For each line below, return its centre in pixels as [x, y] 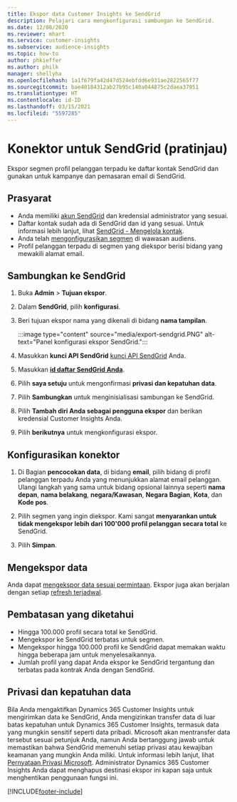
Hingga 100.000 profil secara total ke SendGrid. [88, 632]
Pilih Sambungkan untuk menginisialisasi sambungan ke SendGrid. [116, 397]
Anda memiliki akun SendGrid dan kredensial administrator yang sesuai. [123, 215]
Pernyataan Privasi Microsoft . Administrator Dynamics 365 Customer [109, 762]
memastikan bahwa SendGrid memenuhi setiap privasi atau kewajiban [110, 747]
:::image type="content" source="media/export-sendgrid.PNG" [110, 334]
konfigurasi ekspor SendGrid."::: [101, 342]
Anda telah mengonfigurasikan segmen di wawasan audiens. [107, 238]
